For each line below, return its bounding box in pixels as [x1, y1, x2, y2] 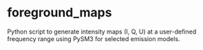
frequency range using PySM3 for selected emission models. [7, 34, 180, 42]
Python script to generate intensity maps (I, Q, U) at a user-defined [7, 27, 197, 36]
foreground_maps [7, 5, 112, 21]
